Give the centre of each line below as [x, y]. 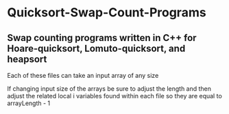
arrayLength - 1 [29, 103]
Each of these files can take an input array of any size [83, 75]
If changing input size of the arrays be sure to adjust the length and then [109, 89]
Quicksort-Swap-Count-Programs [107, 13]
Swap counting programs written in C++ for [102, 38]
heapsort [27, 59]
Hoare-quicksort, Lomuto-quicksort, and [96, 48]
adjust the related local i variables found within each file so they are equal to [115, 96]
